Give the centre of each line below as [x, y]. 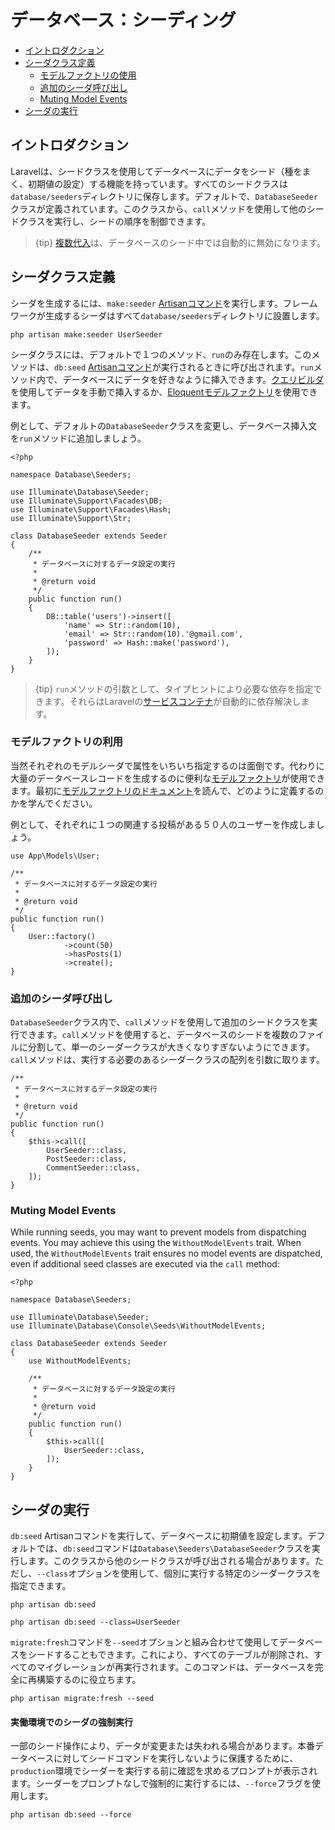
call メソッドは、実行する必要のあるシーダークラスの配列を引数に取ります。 [167, 1060]
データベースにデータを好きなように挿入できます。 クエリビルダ [193, 379]
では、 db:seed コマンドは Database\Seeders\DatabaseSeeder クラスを [174, 1548]
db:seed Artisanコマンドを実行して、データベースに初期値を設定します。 [159, 1536]
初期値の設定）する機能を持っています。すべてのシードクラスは [158, 183]
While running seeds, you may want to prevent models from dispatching [158, 1232]
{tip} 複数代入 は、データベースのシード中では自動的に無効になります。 [180, 242]
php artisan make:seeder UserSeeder [86, 334]
